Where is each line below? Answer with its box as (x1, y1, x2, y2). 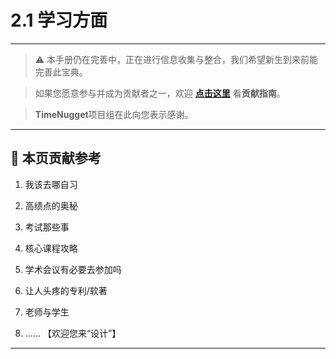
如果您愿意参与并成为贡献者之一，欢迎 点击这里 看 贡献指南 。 (34, 87, 286, 99)
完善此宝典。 (34, 66, 88, 78)
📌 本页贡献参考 (10, 150, 102, 167)
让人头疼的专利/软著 (24, 284, 108, 296)
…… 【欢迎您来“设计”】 (24, 327, 122, 339)
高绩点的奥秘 (24, 199, 78, 211)
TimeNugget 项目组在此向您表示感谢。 (34, 108, 194, 120)
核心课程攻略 (24, 242, 78, 254)
